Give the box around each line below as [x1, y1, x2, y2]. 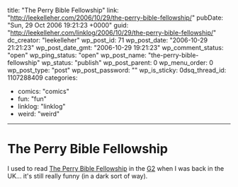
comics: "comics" [17, 88, 69, 95]
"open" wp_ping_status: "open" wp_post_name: [7, 51, 147, 59]
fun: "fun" [17, 95, 47, 103]
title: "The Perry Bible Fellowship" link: [7, 6, 119, 14]
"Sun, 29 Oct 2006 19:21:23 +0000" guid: [7, 21, 129, 29]
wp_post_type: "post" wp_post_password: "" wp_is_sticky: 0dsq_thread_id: [7, 66, 227, 74]
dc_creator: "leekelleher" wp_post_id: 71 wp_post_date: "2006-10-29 [7, 36, 208, 44]
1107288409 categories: [7, 73, 78, 82]
